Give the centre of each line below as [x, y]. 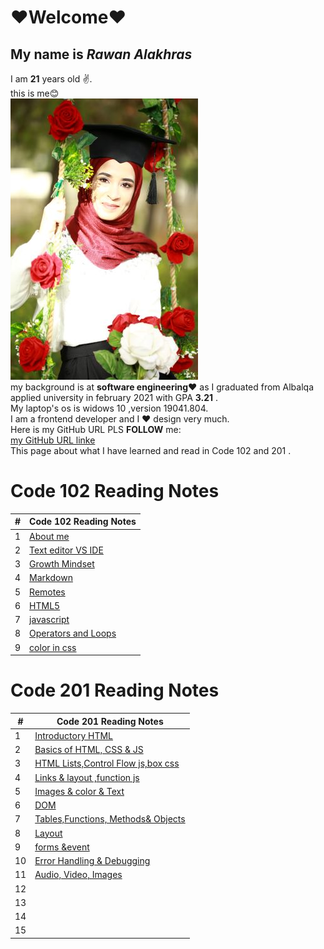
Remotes [47, 592]
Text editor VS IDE [66, 550]
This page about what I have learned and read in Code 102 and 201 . [151, 450]
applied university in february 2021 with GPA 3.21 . [114, 397]
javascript [49, 620]
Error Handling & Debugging [92, 861]
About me [49, 536]
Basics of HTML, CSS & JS [89, 750]
